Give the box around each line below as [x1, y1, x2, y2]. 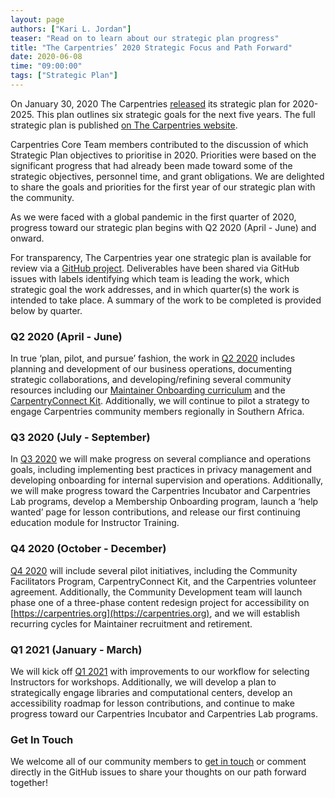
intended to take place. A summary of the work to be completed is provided [10, 294, 322, 306]
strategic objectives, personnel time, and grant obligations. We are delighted [10, 170, 325, 182]
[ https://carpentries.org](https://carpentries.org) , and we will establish [10, 607, 300, 619]
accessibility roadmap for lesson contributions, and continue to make [10, 697, 295, 710]
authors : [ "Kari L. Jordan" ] [10, 24, 132, 34]
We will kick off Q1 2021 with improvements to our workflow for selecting [10, 666, 310, 678]
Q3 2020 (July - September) [10, 431, 151, 445]
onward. [10, 232, 45, 244]
